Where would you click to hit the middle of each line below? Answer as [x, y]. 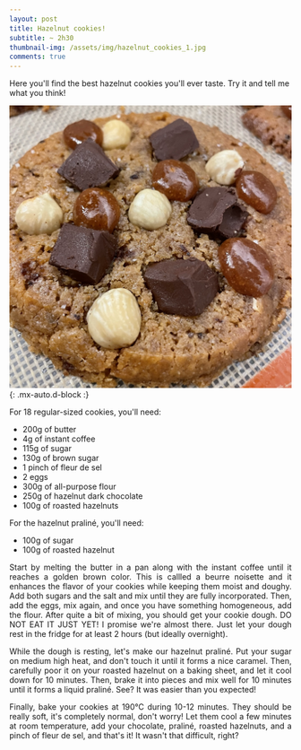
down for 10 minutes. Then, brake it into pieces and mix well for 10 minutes [150, 680]
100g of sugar [48, 541]
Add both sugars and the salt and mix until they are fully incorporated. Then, [150, 596]
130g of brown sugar [60, 458]
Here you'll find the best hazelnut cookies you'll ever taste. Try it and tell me [149, 83]
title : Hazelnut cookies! [57, 28]
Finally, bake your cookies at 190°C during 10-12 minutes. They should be [150, 707]
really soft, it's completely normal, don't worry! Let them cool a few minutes [150, 717]
